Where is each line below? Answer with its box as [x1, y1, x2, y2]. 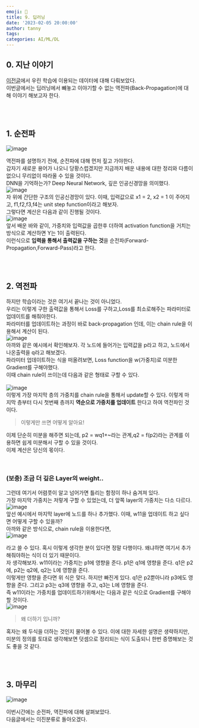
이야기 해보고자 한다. [12, 92, 61, 99]
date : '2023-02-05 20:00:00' [6, 20, 78, 26]
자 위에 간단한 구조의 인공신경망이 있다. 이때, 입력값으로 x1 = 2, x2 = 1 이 [6, 193, 174, 200]
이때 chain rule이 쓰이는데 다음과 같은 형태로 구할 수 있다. [6, 371, 140, 379]
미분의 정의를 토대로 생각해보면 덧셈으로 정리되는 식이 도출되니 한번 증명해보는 [6, 635, 187, 642]
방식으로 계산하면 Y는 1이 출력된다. [6, 229, 87, 236]
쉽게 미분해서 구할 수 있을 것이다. [21, 439, 98, 446]
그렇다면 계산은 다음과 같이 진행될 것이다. [6, 208, 102, 215]
